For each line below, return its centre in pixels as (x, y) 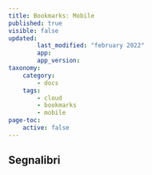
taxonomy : (25, 68)
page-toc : (25, 120)
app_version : (59, 61)
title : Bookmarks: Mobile (51, 16)
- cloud (50, 98)
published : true (35, 23)
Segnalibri (34, 160)
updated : (23, 38)
